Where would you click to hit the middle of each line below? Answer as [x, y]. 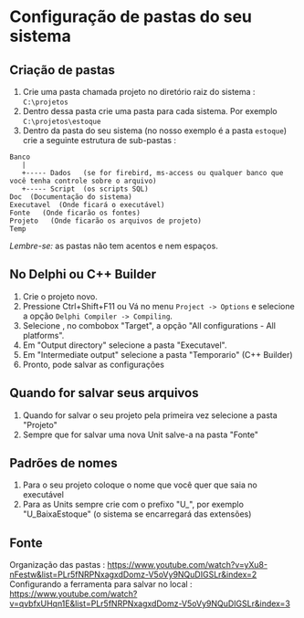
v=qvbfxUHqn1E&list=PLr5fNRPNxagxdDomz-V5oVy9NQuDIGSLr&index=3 [150, 603]
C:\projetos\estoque [62, 121]
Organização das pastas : [58, 565]
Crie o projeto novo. [60, 296]
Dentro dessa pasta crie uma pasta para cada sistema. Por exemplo [150, 111]
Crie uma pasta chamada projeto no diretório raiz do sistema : [139, 92]
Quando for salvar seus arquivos [104, 393]
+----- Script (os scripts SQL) [85, 189]
